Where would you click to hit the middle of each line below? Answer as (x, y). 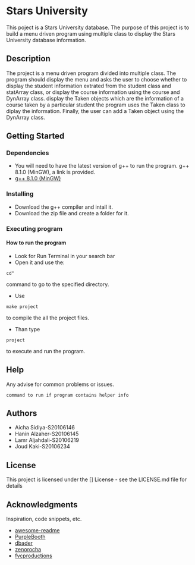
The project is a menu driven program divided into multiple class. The (91, 73)
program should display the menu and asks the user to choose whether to (97, 79)
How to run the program (36, 243)
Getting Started (35, 136)
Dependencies (28, 153)
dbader (23, 543)
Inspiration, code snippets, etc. (44, 519)
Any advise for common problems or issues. (60, 384)
